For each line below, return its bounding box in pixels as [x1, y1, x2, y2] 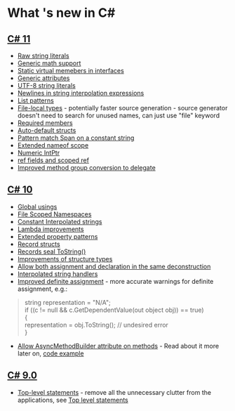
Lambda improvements [17, 225, 84, 233]
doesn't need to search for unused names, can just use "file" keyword [17, 111, 220, 119]
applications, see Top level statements [17, 396, 128, 404]
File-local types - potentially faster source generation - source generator [17, 104, 228, 112]
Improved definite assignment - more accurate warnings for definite [17, 277, 214, 285]
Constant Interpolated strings [17, 217, 102, 226]
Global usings [17, 202, 58, 211]
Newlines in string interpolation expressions [17, 89, 145, 97]
